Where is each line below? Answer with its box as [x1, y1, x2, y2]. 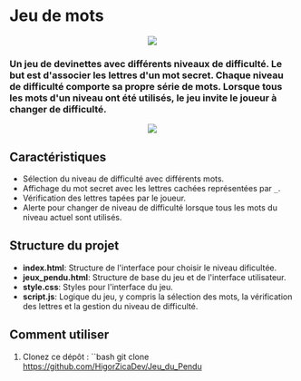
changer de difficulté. [9, 103, 107, 115]
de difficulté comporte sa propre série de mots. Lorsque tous [9, 80, 283, 93]
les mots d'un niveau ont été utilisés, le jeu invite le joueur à [9, 92, 277, 104]
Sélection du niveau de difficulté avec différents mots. [22, 173, 225, 184]
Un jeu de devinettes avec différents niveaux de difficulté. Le [9, 57, 283, 70]
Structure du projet [9, 238, 120, 254]
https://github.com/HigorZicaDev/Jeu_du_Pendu [22, 360, 202, 372]
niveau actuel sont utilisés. [22, 212, 122, 223]
